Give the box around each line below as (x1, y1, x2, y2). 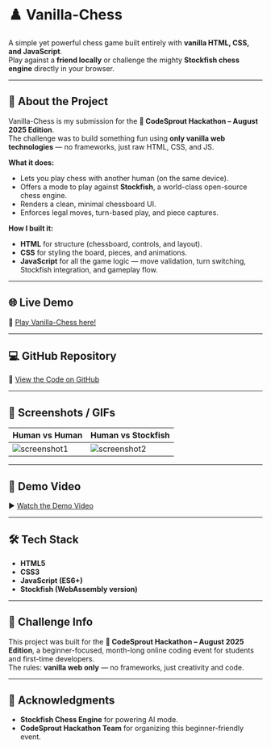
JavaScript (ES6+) (19, 575, 83, 585)
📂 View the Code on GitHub (8, 374, 100, 384)
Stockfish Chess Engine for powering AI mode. (19, 715, 179, 725)
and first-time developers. (8, 653, 95, 663)
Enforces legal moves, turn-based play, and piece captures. (19, 207, 219, 218)
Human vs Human (12, 429, 83, 441)
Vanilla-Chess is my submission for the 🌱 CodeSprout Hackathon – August (8, 116, 258, 125)
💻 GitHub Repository (8, 349, 117, 363)
